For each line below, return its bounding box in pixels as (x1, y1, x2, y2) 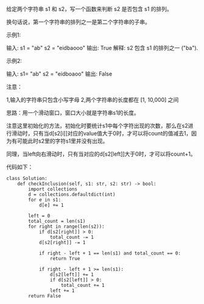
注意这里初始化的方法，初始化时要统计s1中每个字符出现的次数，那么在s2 (6, 122, 189, 129)
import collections (28, 186, 78, 192)
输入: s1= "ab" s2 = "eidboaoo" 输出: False (6, 70, 113, 78)
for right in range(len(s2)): (28, 223, 105, 230)
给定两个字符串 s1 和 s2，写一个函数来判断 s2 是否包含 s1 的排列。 (6, 5, 172, 12)
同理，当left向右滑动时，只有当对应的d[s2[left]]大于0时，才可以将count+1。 (6, 150, 196, 157)
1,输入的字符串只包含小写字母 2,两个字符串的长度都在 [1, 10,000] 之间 (6, 96, 179, 103)
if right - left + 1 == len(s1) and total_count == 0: (38, 250, 181, 256)
